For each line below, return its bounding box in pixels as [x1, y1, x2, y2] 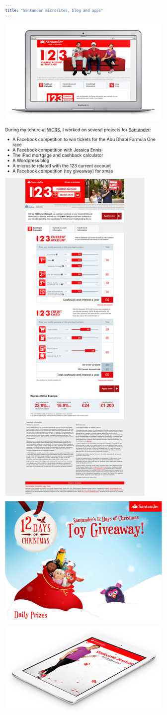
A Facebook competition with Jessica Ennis [12, 147, 102, 153]
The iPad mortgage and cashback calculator [12, 152, 103, 158]
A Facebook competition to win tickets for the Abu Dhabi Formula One [12, 136, 156, 142]
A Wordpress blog [12, 157, 50, 163]
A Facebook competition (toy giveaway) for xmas [12, 168, 113, 174]
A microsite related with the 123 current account [12, 162, 111, 168]
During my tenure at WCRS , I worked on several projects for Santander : [5, 127, 152, 133]
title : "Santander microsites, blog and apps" [5, 8, 103, 13]
